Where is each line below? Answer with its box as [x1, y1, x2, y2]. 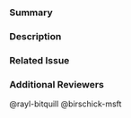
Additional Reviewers [9, 78, 105, 90]
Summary [9, 6, 54, 19]
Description [9, 29, 62, 42]
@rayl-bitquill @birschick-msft [9, 98, 122, 109]
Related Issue [9, 54, 70, 66]
